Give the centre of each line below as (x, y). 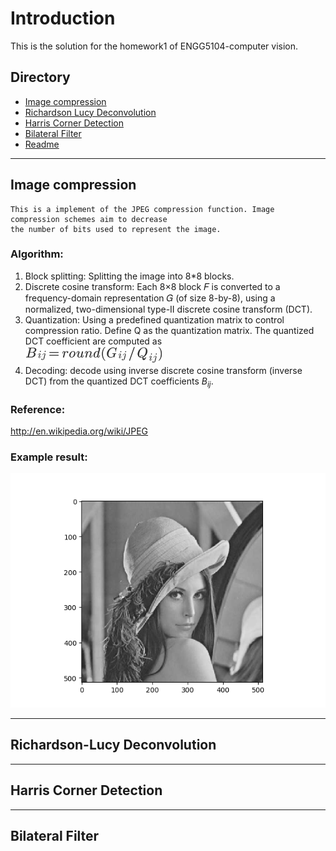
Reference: (38, 409)
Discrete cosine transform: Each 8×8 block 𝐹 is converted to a (152, 286)
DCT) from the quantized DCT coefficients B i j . (119, 382)
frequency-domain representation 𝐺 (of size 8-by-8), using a (150, 298)
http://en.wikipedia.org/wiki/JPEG (79, 431)
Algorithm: (37, 254)
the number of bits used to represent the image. (116, 229)
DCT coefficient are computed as (93, 341)
